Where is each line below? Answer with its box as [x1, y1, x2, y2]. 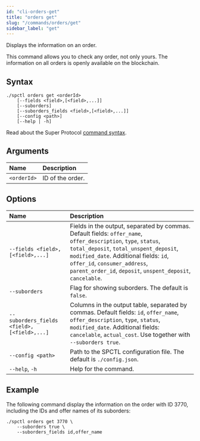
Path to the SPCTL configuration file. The [70, 348, 185, 356]
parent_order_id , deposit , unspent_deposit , [70, 266, 191, 274]
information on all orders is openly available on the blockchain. [6, 60, 160, 67]
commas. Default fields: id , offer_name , [70, 308, 179, 316]
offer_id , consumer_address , [70, 259, 148, 267]
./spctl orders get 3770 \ [6, 418, 73, 424]
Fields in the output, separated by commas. [70, 221, 191, 230]
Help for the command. [70, 364, 135, 373]
